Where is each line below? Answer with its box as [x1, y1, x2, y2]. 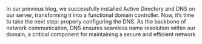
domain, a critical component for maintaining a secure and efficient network [6, 31, 196, 38]
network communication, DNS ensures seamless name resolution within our [6, 24, 196, 31]
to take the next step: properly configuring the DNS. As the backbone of [6, 18, 186, 25]
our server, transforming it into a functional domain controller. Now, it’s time [6, 11, 195, 19]
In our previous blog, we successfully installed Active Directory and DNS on [6, 5, 195, 12]
